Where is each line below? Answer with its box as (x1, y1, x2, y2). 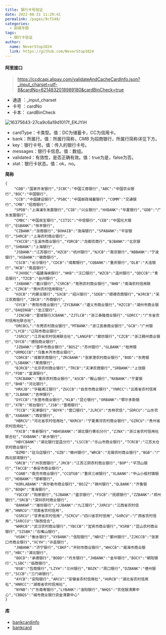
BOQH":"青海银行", (15, 487, 51, 492)
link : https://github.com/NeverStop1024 (9, 49, 94, 54)
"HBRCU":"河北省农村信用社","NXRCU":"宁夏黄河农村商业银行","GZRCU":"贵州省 (14, 418, 161, 423)
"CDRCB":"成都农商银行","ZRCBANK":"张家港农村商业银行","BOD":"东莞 (14, 355, 146, 360)
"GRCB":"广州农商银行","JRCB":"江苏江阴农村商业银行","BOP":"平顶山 (14, 460, 144, 466)
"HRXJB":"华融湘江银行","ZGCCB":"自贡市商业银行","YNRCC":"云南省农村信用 (14, 387, 157, 392)
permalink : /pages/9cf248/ (5, 16, 61, 21)
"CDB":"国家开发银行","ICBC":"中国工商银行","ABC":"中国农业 (14, 186, 131, 191)
